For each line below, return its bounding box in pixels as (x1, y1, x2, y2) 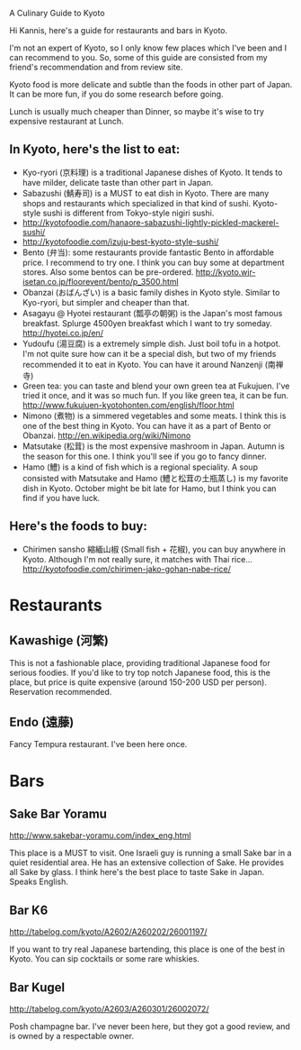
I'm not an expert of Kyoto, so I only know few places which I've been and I (9, 42, 288, 53)
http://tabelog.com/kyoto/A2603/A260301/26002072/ (9, 1004, 209, 1015)
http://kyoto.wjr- (195, 266, 256, 278)
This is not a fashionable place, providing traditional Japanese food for (9, 657, 271, 668)
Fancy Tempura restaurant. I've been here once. (9, 739, 188, 750)
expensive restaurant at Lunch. (9, 116, 124, 126)
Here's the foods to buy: (9, 518, 148, 534)
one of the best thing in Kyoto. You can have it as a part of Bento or (22, 420, 271, 431)
